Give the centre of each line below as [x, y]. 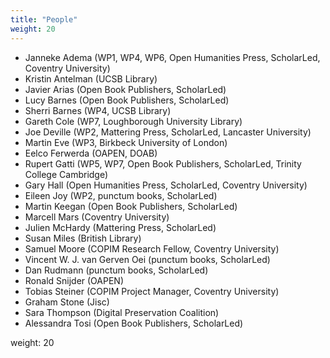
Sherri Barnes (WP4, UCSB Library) [98, 110]
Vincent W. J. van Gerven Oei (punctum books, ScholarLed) [147, 259]
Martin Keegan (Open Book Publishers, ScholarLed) [131, 206]
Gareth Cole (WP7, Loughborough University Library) [133, 121]
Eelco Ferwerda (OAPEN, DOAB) [91, 153]
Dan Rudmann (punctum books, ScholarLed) [116, 270]
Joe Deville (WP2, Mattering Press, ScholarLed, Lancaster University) [168, 132]
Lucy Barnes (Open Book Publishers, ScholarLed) [127, 100]
